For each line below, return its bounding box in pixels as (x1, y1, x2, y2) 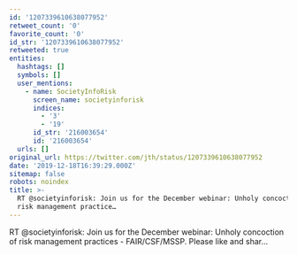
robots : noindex (9, 178, 69, 187)
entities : (9, 54, 46, 63)
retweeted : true (9, 46, 69, 55)
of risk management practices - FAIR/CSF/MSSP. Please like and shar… (9, 236, 269, 246)
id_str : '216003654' (32, 128, 109, 137)
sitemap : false (9, 169, 65, 178)
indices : (32, 104, 65, 112)
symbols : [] (17, 71, 62, 80)
